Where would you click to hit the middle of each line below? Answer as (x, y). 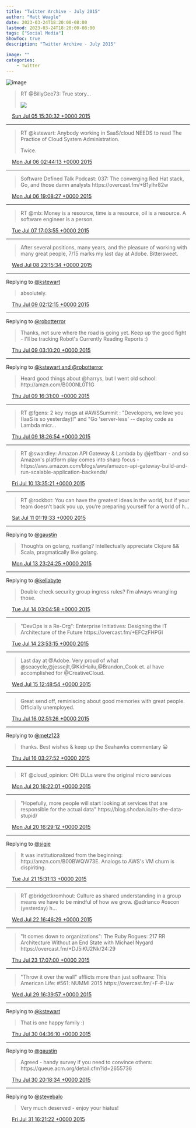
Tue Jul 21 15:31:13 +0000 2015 (49, 879)
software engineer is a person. (57, 219)
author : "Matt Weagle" (34, 17)
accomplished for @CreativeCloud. (62, 673)
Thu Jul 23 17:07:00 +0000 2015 (50, 960)
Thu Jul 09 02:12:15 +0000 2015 (50, 304)
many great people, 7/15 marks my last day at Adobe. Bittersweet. (99, 253)
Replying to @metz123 (33, 735)
